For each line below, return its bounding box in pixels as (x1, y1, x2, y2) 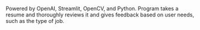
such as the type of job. (5, 18, 64, 24)
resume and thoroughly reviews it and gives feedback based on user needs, (5, 11, 195, 18)
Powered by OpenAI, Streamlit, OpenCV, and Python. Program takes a (5, 5, 179, 12)
